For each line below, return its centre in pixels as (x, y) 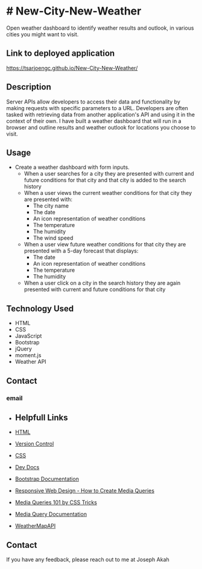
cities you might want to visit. (43, 34)
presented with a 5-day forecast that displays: (81, 251)
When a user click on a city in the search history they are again (102, 283)
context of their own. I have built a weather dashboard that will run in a (94, 121)
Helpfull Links (41, 417)
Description (29, 87)
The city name (51, 206)
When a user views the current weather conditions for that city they (108, 193)
